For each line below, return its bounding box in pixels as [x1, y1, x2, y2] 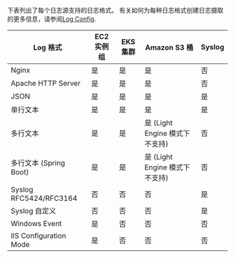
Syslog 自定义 [10, 206, 57, 215]
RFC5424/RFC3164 [10, 194, 78, 203]
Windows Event [10, 219, 62, 228]
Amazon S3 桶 [145, 43, 194, 52]
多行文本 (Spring [10, 158, 65, 167]
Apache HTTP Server [10, 79, 81, 88]
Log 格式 [33, 43, 62, 52]
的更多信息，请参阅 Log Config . [7, 15, 97, 23]
